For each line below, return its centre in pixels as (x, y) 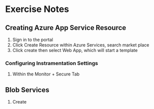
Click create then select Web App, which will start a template (75, 50)
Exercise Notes (37, 9)
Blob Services (27, 90)
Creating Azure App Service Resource (66, 28)
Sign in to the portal (33, 39)
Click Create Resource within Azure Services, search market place (81, 45)
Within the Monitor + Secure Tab (46, 74)
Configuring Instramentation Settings (52, 63)
